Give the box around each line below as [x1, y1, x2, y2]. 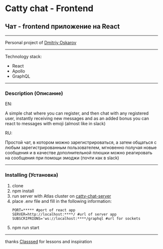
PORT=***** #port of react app [12, 207, 76, 213]
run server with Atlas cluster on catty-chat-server [12, 193, 112, 199]
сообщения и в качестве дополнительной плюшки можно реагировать [5, 150, 153, 156]
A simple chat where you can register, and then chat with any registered [5, 110, 149, 116]
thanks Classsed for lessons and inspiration [5, 238, 92, 244]
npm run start [12, 224, 40, 231]
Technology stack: [5, 54, 42, 59]
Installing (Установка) [5, 172, 59, 179]
